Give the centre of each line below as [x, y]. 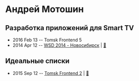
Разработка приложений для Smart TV [69, 28]
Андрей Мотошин [45, 9]
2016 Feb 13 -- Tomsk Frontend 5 [47, 40]
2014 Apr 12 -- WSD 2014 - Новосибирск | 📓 [59, 45]
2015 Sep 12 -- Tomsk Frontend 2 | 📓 [51, 73]
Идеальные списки [37, 61]
